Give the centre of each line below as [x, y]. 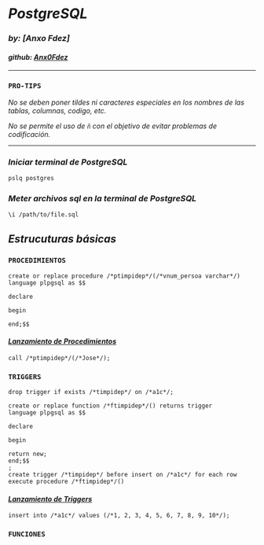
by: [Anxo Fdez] [39, 39]
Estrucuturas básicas [62, 239]
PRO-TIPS [25, 86]
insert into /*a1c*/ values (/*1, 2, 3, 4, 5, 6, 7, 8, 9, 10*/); [119, 516]
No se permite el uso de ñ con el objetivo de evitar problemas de [113, 126]
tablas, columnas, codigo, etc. [57, 110]
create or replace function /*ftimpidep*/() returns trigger [110, 406]
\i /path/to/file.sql [44, 215]
